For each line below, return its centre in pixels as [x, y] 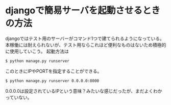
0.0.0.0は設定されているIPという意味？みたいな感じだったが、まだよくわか [84, 91]
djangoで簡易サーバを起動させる [74, 10]
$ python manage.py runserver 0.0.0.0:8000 [52, 81]
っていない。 [19, 97]
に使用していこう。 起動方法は [37, 51]
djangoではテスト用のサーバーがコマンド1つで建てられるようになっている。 [85, 38]
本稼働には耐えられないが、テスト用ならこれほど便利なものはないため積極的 [86, 45]
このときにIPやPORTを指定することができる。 [54, 71]
